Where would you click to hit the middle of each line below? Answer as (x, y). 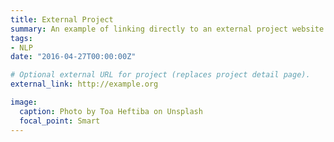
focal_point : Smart (60, 121)
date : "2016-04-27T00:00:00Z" (73, 57)
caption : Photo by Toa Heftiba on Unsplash (111, 111)
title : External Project (62, 19)
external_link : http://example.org (84, 84)
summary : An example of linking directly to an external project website (167, 29)
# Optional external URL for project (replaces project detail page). (160, 75)
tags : (21, 38)
